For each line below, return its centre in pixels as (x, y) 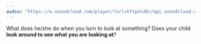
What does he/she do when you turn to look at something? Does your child (98, 28)
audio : (14, 11)
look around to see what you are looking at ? (61, 34)
